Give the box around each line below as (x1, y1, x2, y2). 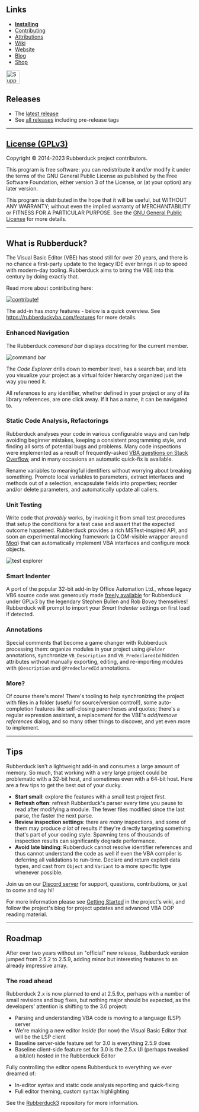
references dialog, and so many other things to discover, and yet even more (6, 718, 191, 725)
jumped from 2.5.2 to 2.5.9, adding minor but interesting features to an (6, 955, 178, 962)
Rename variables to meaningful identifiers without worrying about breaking (6, 467, 192, 474)
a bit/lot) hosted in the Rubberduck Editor (14, 1052, 115, 1059)
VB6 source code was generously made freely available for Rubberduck (6, 592, 182, 599)
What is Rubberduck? (6, 238, 88, 248)
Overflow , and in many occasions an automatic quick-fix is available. (6, 455, 174, 462)
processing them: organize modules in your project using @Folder (6, 645, 166, 652)
